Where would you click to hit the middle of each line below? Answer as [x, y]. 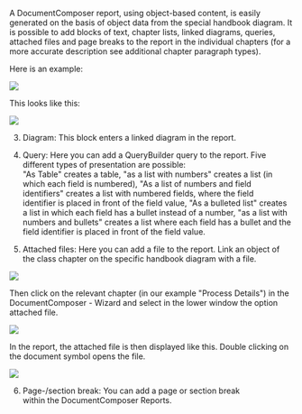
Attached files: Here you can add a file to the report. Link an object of [151, 249]
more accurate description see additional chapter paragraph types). [135, 51]
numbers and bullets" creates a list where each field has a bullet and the [156, 222]
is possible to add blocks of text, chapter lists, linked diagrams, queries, [142, 32]
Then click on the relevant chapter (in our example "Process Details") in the [150, 293]
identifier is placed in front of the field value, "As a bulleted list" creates [155, 203]
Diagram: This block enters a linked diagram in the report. [129, 138]
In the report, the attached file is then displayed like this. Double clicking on [149, 347]
